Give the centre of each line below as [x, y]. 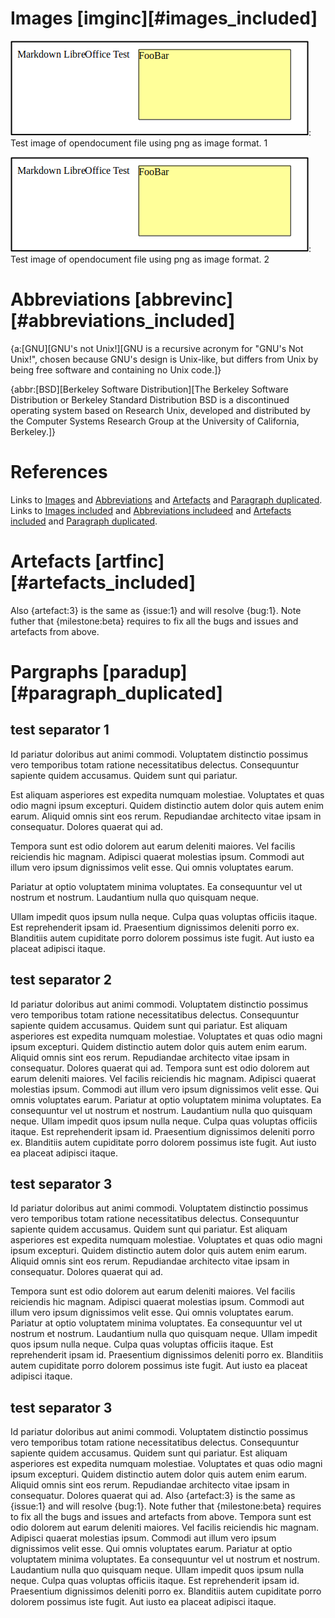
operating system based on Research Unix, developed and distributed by [160, 410]
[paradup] [145, 671]
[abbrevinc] [183, 299]
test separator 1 [60, 730]
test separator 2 [61, 980]
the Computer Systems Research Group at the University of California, [155, 421]
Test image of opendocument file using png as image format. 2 [140, 259]
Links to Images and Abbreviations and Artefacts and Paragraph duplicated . [166, 499]
